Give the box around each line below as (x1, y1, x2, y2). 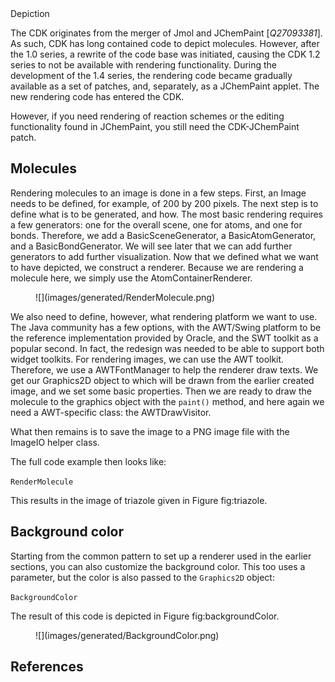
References (10, 658, 84, 676)
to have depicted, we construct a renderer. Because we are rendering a (10, 261, 304, 273)
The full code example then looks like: (10, 455, 167, 467)
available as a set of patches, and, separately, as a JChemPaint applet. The (10, 80, 320, 92)
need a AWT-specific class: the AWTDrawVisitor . (10, 406, 212, 418)
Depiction (10, 8, 50, 19)
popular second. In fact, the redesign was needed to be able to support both (10, 342, 325, 354)
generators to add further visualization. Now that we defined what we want (10, 250, 319, 262)
